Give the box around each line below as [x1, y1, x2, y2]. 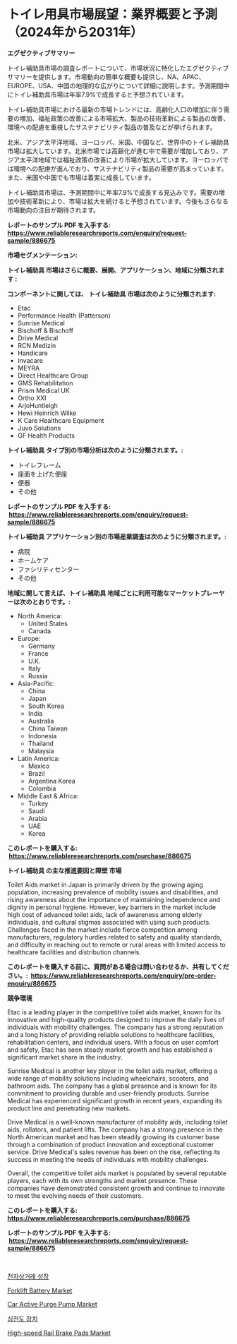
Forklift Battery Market [7, 1286, 73, 1295]
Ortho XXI [17, 393, 47, 402]
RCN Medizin [17, 341, 56, 349]
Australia [28, 716, 54, 725]
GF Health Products [17, 431, 75, 440]
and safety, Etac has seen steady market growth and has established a [7, 1045, 213, 1054]
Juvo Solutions [17, 424, 61, 432]
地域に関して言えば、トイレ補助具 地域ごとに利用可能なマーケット [7, 589, 200, 597]
